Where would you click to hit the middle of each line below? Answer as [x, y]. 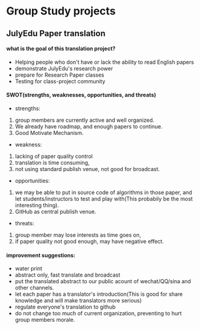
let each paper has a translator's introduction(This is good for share [99, 294]
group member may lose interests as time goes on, [78, 235]
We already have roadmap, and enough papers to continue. [89, 126]
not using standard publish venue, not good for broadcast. [87, 169]
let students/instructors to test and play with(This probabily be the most [104, 199]
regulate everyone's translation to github [65, 307]
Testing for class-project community [60, 81]
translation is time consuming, [52, 162]
